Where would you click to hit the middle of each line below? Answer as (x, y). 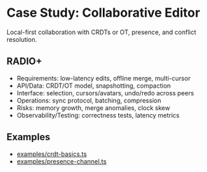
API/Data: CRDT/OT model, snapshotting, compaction (94, 86)
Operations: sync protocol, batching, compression (89, 100)
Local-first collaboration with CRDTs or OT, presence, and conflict (101, 32)
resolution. (22, 39)
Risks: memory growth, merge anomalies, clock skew (93, 108)
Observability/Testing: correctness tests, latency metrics (98, 115)
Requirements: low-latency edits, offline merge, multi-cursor (103, 78)
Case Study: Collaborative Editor (103, 13)
